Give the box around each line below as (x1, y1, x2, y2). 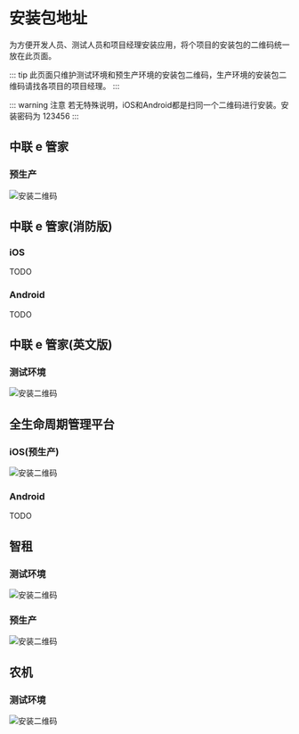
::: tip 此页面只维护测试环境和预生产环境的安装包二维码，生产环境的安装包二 (9, 69, 287, 80)
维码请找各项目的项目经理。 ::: (9, 80, 120, 91)
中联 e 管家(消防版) (9, 219, 113, 235)
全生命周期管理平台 (9, 416, 115, 432)
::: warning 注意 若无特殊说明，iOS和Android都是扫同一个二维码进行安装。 (9, 99, 282, 110)
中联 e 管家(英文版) (9, 337, 113, 352)
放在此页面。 (9, 50, 56, 61)
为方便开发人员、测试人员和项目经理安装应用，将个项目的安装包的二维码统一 (9, 39, 290, 50)
